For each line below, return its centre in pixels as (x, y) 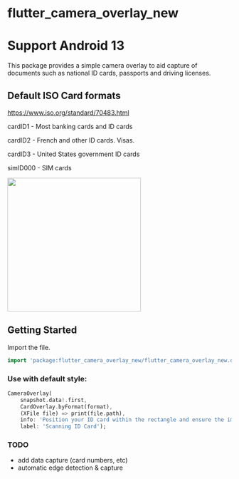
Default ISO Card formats (64, 95)
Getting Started (42, 330)
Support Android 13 (66, 46)
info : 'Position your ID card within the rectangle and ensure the (122, 420)
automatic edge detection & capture (70, 468)
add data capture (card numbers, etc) (73, 460)
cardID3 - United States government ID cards (74, 154)
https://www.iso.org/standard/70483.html (68, 113)
